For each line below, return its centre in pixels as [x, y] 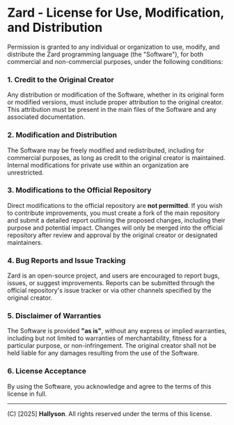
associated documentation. [46, 117]
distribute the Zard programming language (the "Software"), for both [106, 54]
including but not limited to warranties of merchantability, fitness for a [107, 338]
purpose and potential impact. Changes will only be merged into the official [115, 227]
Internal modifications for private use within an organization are [98, 165]
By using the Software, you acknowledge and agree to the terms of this [109, 386]
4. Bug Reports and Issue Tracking [67, 260]
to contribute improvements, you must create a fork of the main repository [114, 213]
